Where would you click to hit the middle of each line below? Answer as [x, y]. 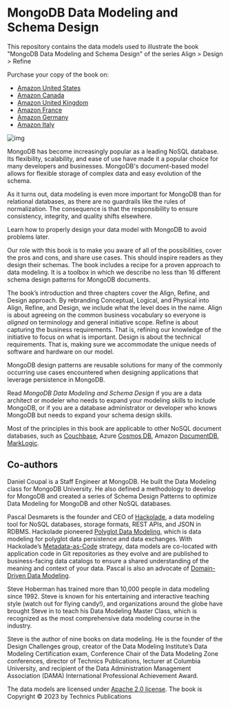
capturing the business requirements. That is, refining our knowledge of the [114, 329]
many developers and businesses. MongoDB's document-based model [108, 166]
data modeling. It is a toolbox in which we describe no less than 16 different [114, 272]
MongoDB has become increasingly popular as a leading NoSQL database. [113, 151]
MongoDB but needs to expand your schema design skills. [90, 415]
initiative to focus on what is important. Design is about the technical [104, 337]
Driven [17, 575]
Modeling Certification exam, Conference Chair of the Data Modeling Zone [113, 653]
